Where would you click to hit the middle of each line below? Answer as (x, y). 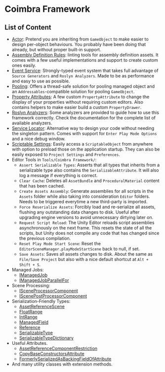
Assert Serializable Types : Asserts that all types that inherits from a (89, 165)
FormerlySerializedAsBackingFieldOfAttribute (65, 359)
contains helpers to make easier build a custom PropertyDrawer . (77, 107)
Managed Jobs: (28, 270)
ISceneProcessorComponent (49, 291)
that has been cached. (42, 186)
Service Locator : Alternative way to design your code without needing (83, 128)
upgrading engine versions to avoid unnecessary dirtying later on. (86, 217)
